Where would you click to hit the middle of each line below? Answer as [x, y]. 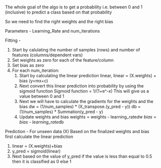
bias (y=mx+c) [34, 81]
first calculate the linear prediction [39, 136]
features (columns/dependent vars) [47, 55]
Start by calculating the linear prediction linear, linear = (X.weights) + [88, 76]
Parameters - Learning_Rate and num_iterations [52, 31]
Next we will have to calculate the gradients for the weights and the [86, 101]
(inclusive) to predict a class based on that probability [59, 12]
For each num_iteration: [36, 70]
